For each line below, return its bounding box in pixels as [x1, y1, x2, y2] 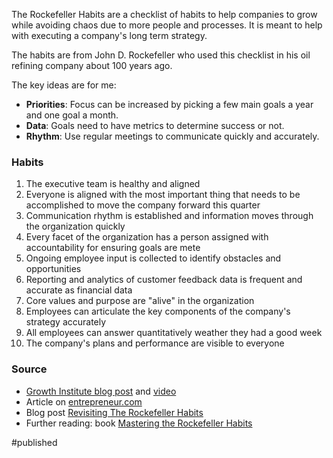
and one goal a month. [25, 109, 119, 121]
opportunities [25, 263, 82, 275]
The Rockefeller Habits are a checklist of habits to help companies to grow [11, 9, 318, 20]
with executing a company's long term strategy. [11, 30, 208, 41]
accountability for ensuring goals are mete [25, 242, 201, 254]
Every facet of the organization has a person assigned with [25, 231, 269, 243]
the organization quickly [25, 220, 126, 233]
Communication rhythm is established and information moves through [25, 210, 314, 222]
